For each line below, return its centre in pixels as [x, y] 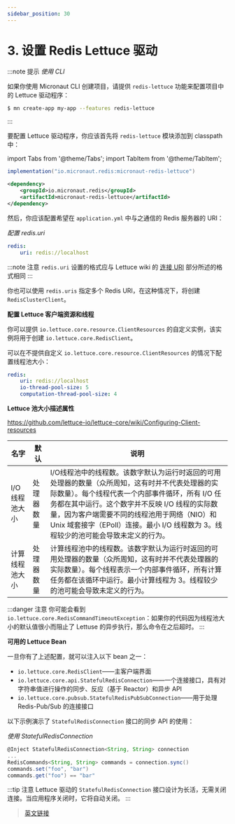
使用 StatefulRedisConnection [50, 736]
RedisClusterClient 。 [38, 299]
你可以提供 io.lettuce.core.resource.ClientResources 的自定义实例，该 [112, 329]
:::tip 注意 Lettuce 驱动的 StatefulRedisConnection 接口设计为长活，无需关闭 [117, 790]
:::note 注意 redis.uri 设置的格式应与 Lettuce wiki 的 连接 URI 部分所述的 [112, 267]
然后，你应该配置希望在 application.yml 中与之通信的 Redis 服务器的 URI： [115, 218]
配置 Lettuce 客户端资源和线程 [51, 314]
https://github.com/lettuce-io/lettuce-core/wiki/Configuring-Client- [104, 423]
